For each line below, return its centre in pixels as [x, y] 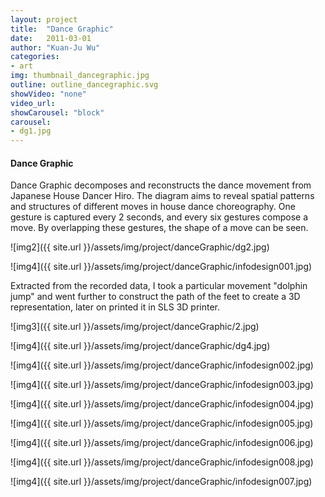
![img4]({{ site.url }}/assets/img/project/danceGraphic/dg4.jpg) [140, 346]
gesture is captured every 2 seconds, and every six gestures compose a [159, 217]
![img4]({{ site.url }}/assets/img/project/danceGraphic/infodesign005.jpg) [162, 423]
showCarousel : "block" [57, 112]
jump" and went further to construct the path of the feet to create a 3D [155, 297]
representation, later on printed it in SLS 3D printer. [115, 307]
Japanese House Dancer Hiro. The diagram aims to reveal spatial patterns [162, 196]
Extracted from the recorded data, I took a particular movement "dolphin [159, 286]
